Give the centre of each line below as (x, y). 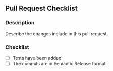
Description (20, 23)
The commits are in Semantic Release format (59, 64)
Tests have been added (37, 58)
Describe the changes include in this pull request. (57, 34)
